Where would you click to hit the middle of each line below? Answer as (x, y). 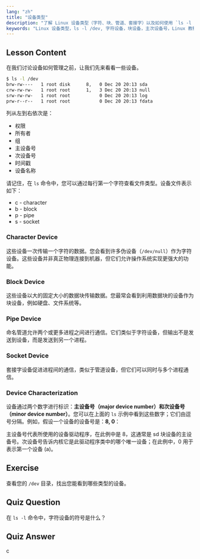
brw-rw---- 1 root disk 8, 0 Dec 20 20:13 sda (77, 84)
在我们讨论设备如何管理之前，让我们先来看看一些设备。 (74, 68)
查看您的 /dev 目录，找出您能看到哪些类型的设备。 (68, 483)
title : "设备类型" (27, 17)
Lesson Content (36, 52)
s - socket (27, 222)
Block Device (26, 282)
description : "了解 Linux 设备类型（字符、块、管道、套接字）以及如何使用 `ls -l (99, 23)
